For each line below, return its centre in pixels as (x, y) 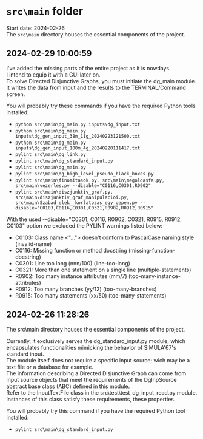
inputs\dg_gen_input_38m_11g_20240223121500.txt (78, 136)
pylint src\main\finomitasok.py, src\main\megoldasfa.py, (90, 180)
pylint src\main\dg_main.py (50, 167)
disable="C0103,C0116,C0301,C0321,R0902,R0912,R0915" (84, 208)
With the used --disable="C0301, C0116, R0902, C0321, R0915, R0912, (94, 219)
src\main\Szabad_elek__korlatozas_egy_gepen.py (76, 202)
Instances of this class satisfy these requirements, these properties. (91, 399)
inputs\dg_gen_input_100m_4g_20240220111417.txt (78, 148)
